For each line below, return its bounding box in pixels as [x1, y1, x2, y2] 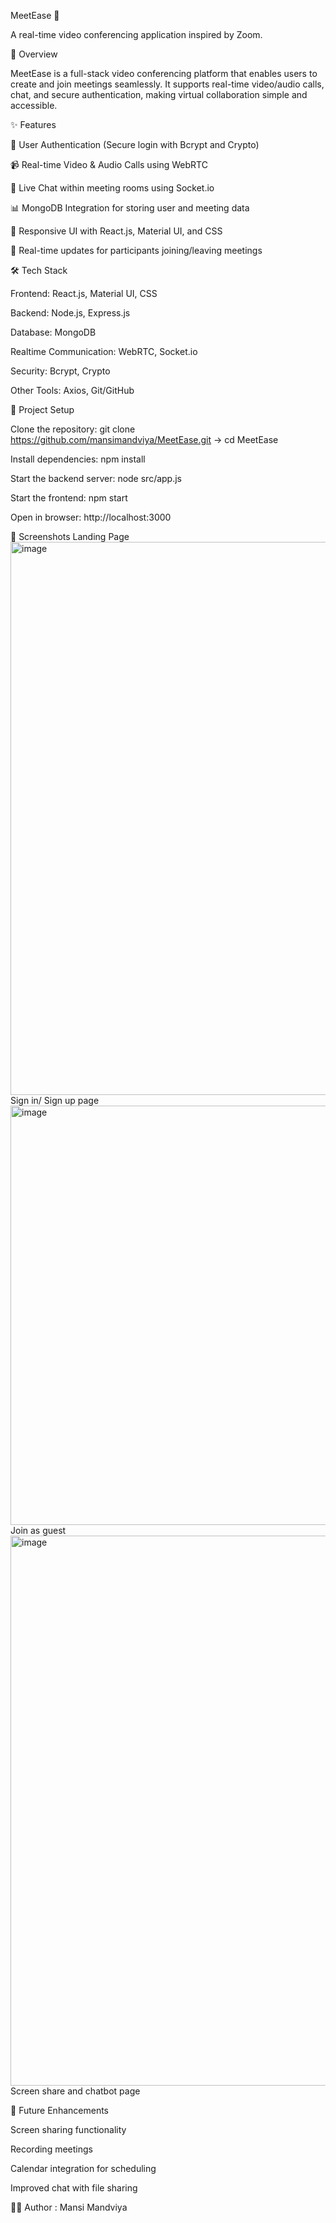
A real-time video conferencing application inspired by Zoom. [10, 29, 263, 40]
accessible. [10, 100, 58, 111]
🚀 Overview [10, 48, 58, 60]
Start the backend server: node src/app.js [10, 473, 183, 484]
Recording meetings [10, 2143, 93, 2155]
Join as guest [10, 1525, 67, 1536]
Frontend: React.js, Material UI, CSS [10, 288, 158, 299]
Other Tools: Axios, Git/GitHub [10, 385, 135, 396]
